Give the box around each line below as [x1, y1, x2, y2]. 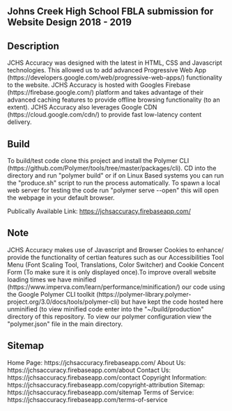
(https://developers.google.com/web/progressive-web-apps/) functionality [7, 73, 223, 82]
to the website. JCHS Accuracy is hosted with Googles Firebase [7, 81, 191, 89]
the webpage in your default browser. [7, 194, 115, 202]
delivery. [7, 118, 33, 126]
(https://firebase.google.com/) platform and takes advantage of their [7, 88, 204, 97]
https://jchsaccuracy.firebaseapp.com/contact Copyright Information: [7, 373, 207, 382]
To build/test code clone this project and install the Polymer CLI [7, 157, 190, 165]
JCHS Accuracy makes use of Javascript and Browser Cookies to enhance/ [7, 245, 224, 254]
